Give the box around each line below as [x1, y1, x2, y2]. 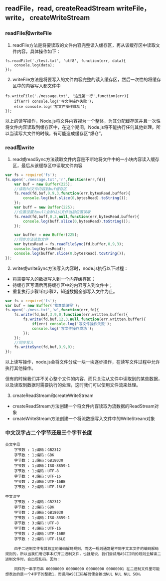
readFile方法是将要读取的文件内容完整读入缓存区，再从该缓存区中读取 [12, 42, 156, 48]
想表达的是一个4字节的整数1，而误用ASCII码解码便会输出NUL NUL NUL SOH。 [5, 572, 144, 577]
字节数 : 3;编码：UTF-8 [14, 520, 59, 526]
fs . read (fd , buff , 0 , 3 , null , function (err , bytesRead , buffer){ [14, 214, 140, 219]
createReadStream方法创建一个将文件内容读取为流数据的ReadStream [12, 403, 155, 409]
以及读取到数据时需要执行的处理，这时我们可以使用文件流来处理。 [5, 382, 141, 388]
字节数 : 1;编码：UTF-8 [14, 468, 59, 473]
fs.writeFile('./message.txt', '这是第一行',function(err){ [5, 93, 129, 98]
